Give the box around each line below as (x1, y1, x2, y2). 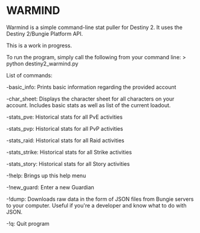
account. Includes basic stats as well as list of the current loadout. (6, 101, 171, 109)
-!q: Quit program (6, 220, 50, 227)
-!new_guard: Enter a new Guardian (6, 183, 95, 191)
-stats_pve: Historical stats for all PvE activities (6, 113, 123, 120)
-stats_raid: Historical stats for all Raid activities (6, 137, 125, 144)
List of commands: (6, 71, 53, 79)
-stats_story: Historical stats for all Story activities (6, 160, 130, 167)
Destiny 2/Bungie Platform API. (6, 30, 83, 37)
